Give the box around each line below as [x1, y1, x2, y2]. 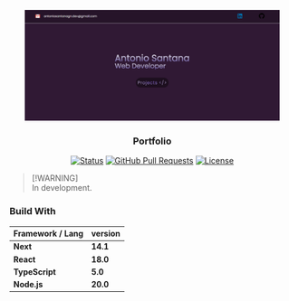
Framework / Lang [13, 228, 84, 240]
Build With [9, 205, 56, 218]
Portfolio [132, 135, 172, 147]
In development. [31, 183, 92, 193]
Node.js [13, 279, 43, 290]
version [91, 228, 120, 240]
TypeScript [13, 266, 56, 277]
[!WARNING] [31, 173, 79, 183]
